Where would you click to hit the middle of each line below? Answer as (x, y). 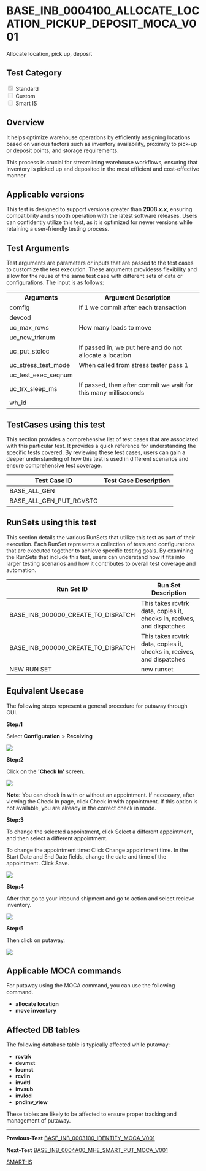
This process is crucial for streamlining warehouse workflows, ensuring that (102, 162)
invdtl (23, 1083)
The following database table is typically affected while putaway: (88, 1045)
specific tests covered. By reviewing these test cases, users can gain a (96, 452)
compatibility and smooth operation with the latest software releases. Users (102, 216)
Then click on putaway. (36, 940)
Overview (25, 122)
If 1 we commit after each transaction (133, 307)
